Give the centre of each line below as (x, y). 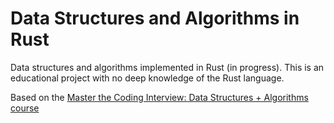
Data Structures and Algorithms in (155, 18)
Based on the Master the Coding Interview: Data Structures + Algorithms (159, 97)
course (25, 108)
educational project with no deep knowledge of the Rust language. (147, 78)
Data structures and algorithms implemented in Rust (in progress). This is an (167, 67)
